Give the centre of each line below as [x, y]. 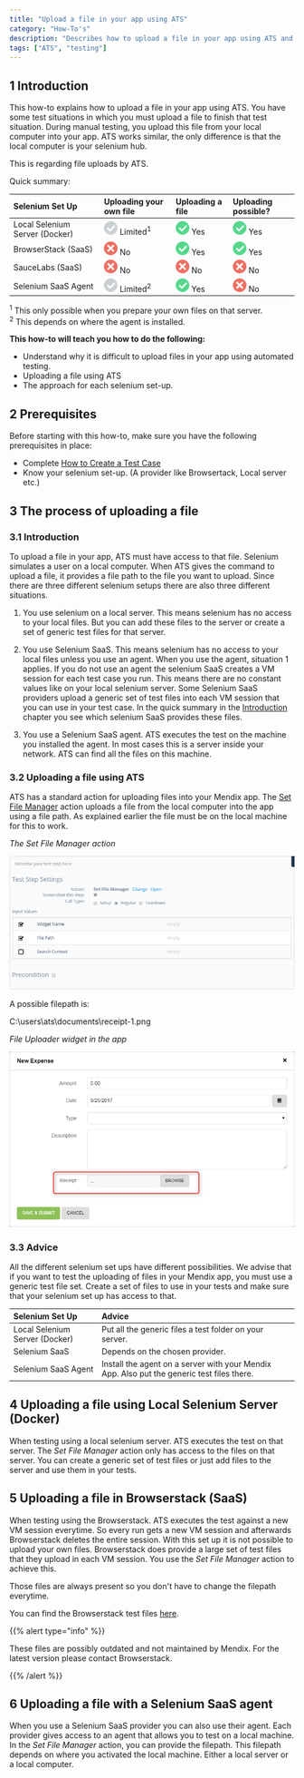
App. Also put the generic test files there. [177, 1373]
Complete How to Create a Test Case [91, 464]
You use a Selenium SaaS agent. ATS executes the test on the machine [154, 734]
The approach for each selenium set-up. [98, 386]
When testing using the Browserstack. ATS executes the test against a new [149, 1520]
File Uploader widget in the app [68, 1040]
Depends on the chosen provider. [163, 1352]
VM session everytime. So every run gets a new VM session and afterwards [151, 1529]
